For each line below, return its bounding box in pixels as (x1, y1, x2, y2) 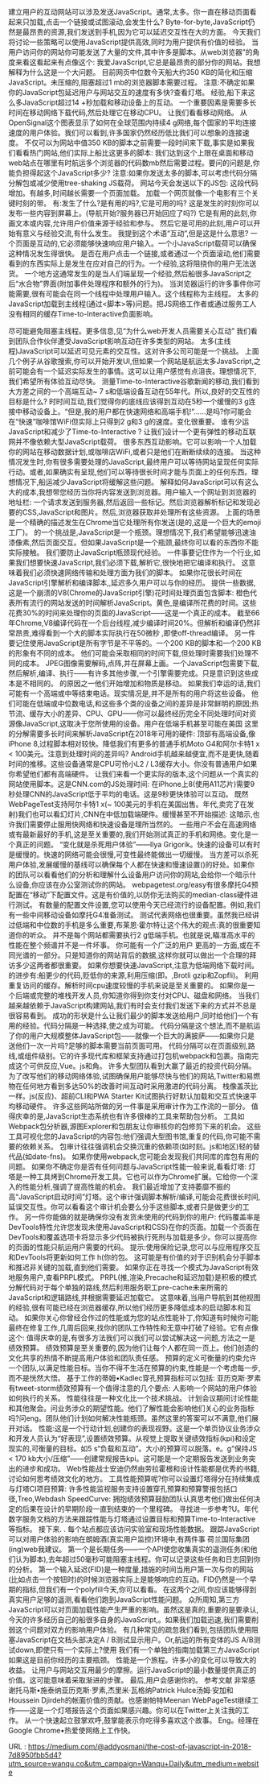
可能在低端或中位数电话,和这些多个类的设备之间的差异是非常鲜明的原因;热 (14, 699, 259, 708)
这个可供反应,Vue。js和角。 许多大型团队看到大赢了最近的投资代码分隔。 (14, 1062, 256, 1070)
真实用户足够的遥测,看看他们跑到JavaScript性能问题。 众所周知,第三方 (8, 1595, 240, 1604)
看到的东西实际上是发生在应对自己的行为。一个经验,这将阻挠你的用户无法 (8, 259, 251, 268)
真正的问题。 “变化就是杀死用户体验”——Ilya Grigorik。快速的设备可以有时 (14, 840, 261, 849)
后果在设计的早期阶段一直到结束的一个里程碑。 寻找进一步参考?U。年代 (22, 1505, 259, 1513)
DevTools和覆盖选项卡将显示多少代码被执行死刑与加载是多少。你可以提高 (8, 1232, 251, 1242)
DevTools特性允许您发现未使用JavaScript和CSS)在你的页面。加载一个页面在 (8, 1223, 260, 1231)
